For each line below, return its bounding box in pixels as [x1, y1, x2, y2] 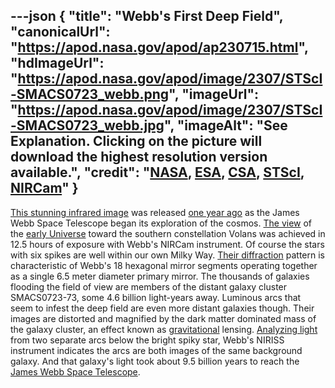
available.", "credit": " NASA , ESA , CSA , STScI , [10, 164, 305, 181]
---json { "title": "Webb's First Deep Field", [10, 8, 284, 25]
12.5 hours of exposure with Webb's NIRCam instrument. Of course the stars [10, 238, 325, 250]
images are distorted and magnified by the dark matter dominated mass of [10, 312, 317, 324]
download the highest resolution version [10, 149, 268, 166]
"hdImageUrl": [10, 55, 105, 72]
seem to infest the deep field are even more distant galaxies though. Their [10, 302, 315, 314]
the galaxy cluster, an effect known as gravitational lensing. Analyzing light [10, 323, 318, 335]
